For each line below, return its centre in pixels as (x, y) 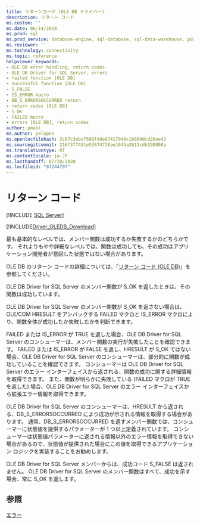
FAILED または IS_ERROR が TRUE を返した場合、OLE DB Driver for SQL (94, 334)
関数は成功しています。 (35, 294)
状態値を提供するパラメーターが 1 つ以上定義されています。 (99, 429)
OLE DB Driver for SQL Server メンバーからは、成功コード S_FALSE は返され (100, 464)
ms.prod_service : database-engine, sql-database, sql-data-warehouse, (96, 39)
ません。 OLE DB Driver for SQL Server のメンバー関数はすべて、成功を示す (98, 472)
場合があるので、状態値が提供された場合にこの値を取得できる (82, 444)
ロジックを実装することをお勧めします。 (62, 451)
